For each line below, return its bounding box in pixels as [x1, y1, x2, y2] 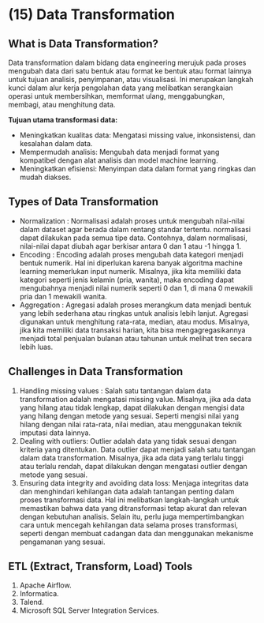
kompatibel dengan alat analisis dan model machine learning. [19, 156, 218, 165]
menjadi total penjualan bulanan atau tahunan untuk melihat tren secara [19, 333, 252, 343]
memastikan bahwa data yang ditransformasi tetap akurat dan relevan [19, 503, 247, 512]
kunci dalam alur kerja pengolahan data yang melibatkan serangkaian [8, 83, 234, 92]
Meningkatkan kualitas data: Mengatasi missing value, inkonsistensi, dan [19, 130, 256, 140]
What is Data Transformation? [8, 37, 159, 51]
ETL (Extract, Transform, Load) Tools [8, 560, 193, 573]
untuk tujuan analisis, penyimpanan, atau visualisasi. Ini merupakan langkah [8, 75, 254, 84]
